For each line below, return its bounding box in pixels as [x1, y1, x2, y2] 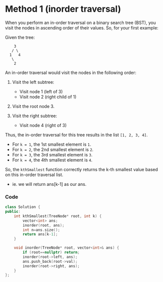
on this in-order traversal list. [5, 172, 64, 178]
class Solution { [5, 205, 41, 209]
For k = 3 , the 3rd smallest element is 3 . [12, 152, 93, 157]
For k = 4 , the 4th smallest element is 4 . [12, 157, 93, 163]
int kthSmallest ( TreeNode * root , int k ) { [14, 213, 102, 219]
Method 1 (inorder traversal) [5, 3, 121, 15]
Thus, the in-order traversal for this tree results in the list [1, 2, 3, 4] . [5, 131, 148, 138]
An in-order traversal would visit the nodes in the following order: [5, 70, 137, 76]
